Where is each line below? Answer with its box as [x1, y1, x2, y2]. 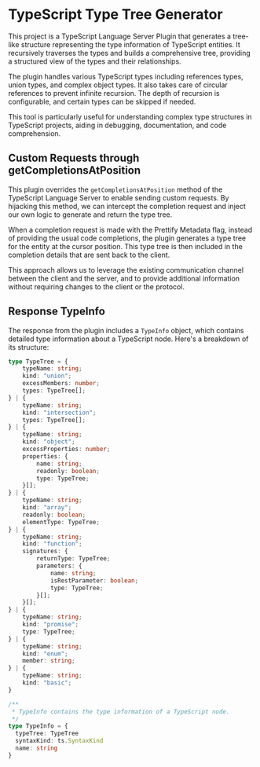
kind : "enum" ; [22, 650, 68, 658]
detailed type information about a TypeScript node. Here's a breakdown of [8, 334, 249, 343]
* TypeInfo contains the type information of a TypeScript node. [11, 707, 230, 716]
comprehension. [8, 128, 61, 138]
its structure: [8, 342, 49, 351]
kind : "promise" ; [22, 621, 79, 629]
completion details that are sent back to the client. [8, 250, 170, 259]
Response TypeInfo [8, 305, 106, 318]
